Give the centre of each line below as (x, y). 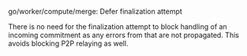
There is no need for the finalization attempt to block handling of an (118, 26)
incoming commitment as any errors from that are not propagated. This (123, 35)
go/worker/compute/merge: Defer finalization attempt (95, 11)
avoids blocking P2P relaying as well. (68, 43)
